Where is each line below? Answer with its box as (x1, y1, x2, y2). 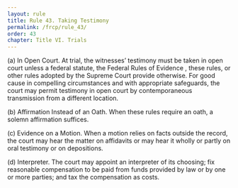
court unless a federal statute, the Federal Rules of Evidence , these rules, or (7, 64, 231, 72)
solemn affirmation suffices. (7, 115, 89, 124)
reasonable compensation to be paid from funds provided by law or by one (7, 165, 226, 174)
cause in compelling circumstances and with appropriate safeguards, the (7, 79, 220, 87)
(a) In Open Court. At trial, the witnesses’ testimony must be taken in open (7, 56, 223, 65)
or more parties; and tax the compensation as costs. (7, 173, 160, 182)
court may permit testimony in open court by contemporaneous (7, 87, 193, 95)
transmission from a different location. (7, 94, 119, 103)
